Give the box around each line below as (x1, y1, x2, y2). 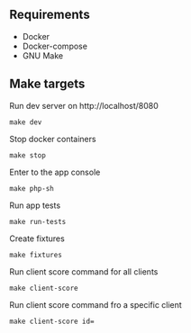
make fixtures (9, 250, 63, 259)
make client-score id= (9, 317, 95, 326)
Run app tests (9, 200, 61, 211)
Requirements (9, 7, 90, 22)
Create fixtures (9, 233, 65, 244)
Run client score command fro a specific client (9, 299, 182, 310)
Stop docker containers (9, 133, 96, 144)
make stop (9, 150, 47, 160)
